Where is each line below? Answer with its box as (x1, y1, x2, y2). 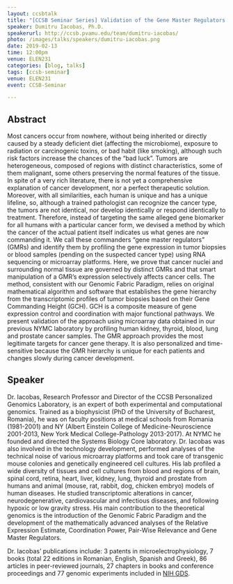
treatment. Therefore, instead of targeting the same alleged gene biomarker (7, 213, 224, 222)
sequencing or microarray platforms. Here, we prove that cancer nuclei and (7, 258, 223, 266)
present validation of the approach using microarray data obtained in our (7, 317, 216, 325)
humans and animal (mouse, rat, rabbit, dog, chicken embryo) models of (7, 482, 214, 490)
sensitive (7, 346, 33, 355)
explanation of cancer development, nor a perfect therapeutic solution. (7, 184, 210, 192)
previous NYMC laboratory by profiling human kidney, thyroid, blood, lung (7, 325, 218, 333)
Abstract (7, 113, 47, 125)
